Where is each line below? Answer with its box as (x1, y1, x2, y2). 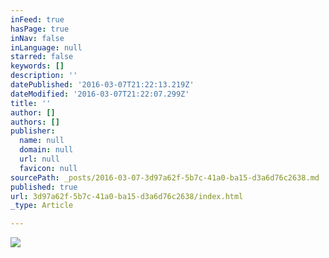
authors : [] (10, 117, 60, 127)
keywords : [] (10, 61, 65, 71)
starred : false (10, 52, 74, 62)
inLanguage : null (10, 42, 83, 53)
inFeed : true (10, 14, 65, 25)
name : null (19, 136, 65, 146)
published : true (10, 182, 78, 192)
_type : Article (10, 201, 74, 211)
